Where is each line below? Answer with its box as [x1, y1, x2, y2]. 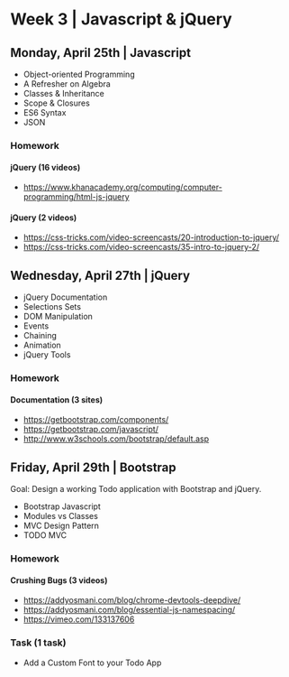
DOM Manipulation [23, 311, 94, 322]
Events [23, 320, 50, 331]
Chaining [23, 330, 58, 341]
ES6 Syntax [23, 107, 67, 117]
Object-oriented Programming [23, 69, 135, 79]
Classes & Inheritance [23, 88, 104, 98]
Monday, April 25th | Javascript [10, 45, 192, 60]
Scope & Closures [23, 97, 91, 108]
